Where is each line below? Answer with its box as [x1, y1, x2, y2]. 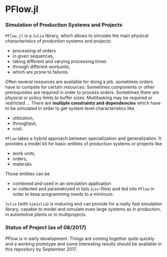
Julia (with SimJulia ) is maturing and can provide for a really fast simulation [5, 201, 162, 207]
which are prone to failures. [12, 69, 69, 75]
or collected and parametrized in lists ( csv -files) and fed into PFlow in [12, 186, 154, 192]
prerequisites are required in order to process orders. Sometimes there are [5, 89, 159, 96]
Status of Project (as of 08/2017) [5, 224, 86, 231]
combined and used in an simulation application [12, 180, 111, 186]
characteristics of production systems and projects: [5, 38, 112, 44]
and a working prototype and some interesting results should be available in [5, 240, 162, 246]
